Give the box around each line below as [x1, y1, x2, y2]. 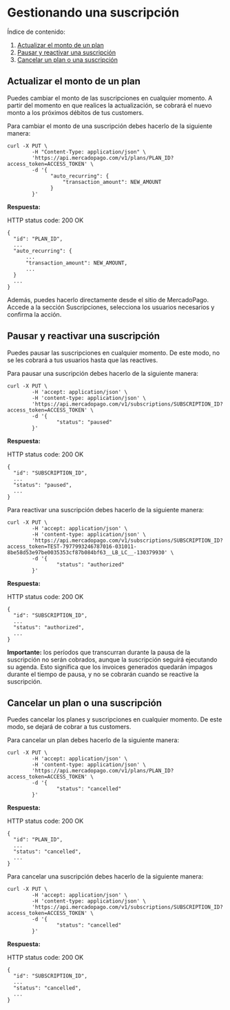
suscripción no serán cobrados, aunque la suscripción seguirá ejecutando [7, 655, 218, 664]
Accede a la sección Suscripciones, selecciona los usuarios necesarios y [7, 303, 215, 311]
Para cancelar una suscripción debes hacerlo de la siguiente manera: [7, 872, 204, 881]
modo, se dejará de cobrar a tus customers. [7, 723, 132, 731]
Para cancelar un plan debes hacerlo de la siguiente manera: [7, 736, 180, 744]
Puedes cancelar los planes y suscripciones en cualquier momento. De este [7, 715, 222, 724]
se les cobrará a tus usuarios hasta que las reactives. [7, 356, 158, 364]
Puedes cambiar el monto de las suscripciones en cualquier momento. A [7, 94, 213, 102]
